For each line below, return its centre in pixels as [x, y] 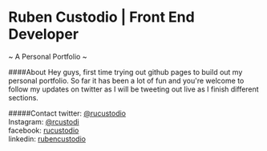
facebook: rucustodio [44, 130]
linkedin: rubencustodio [47, 139]
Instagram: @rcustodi [44, 121]
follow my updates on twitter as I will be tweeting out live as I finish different [133, 89]
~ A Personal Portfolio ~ [48, 56]
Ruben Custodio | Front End [101, 17]
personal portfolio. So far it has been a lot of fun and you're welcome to [126, 80]
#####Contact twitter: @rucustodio [67, 113]
